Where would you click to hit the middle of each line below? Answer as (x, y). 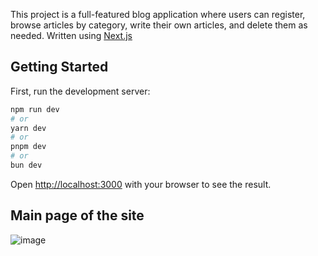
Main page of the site (77, 215)
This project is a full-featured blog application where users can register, (158, 14)
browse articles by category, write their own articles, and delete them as (159, 25)
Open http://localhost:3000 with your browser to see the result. (141, 184)
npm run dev (35, 109)
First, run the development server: (80, 91)
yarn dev (28, 128)
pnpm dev (28, 147)
